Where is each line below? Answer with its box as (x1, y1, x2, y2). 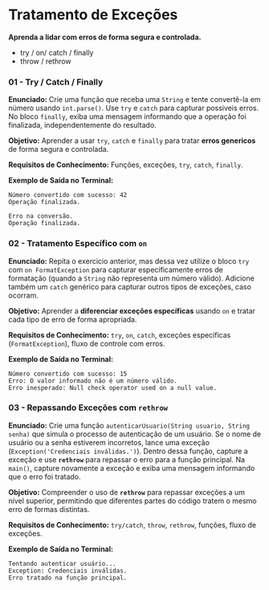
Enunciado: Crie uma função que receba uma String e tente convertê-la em (8, 95, 261, 104)
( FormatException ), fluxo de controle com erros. (8, 338, 166, 348)
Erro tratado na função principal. (8, 573, 128, 582)
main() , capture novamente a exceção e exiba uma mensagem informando (8, 463, 255, 473)
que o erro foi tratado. (8, 472, 82, 481)
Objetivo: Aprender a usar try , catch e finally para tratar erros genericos (8, 136, 256, 145)
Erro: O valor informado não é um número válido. (8, 376, 178, 385)
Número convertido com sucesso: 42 (8, 191, 128, 199)
